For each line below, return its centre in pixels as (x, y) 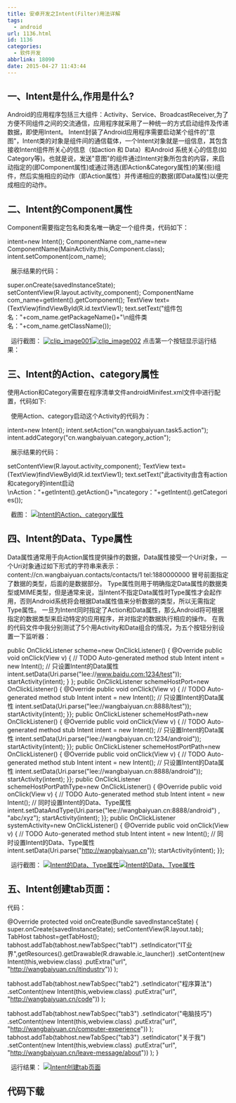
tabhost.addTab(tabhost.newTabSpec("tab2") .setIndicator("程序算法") (110, 983)
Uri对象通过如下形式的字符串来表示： (67, 566)
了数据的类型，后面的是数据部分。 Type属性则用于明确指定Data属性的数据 (114, 583)
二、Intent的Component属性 (70, 209)
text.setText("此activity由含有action (176, 475)
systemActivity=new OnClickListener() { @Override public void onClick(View (118, 825)
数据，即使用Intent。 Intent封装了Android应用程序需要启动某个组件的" (108, 132)
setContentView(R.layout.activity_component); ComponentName (101, 293)
